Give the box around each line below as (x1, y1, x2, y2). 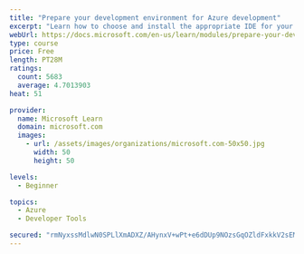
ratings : (9, 64, 43, 73)
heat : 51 (9, 89, 43, 98)
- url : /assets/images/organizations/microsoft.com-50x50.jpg (25, 140, 265, 149)
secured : (9, 230, 43, 240)
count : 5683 (17, 73, 63, 82)
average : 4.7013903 (17, 81, 91, 90)
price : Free (9, 47, 54, 56)
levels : (9, 172, 39, 181)
